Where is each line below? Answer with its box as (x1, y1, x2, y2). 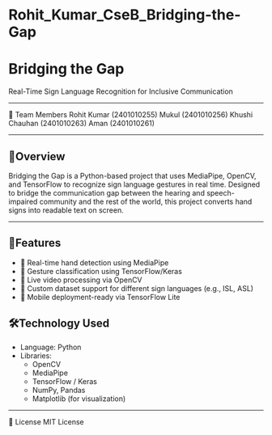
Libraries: (19, 350, 53, 361)
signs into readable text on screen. (8, 205, 124, 215)
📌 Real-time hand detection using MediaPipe (19, 257, 169, 268)
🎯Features (8, 236, 62, 250)
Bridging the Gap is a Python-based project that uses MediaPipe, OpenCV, (8, 171, 257, 180)
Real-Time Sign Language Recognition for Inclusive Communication (8, 87, 233, 96)
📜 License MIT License (8, 416, 85, 426)
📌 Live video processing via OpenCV (19, 275, 143, 285)
